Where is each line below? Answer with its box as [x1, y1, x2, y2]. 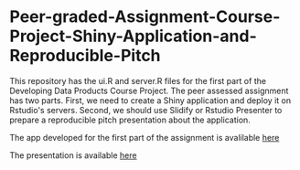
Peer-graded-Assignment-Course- [9, 6, 281, 27]
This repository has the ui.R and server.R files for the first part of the [9, 75, 267, 86]
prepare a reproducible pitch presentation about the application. [9, 114, 252, 125]
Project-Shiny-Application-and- [9, 26, 258, 47]
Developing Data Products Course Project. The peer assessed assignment [9, 85, 289, 96]
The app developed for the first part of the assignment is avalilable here [9, 132, 280, 143]
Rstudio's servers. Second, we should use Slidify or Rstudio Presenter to [9, 104, 283, 115]
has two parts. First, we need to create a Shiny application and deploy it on [9, 94, 291, 106]
